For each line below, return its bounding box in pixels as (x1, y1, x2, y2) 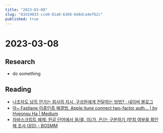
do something (12, 70, 41, 77)
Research (5, 58, 36, 66)
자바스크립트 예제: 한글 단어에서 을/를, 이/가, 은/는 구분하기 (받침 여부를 (12, 117, 150, 123)
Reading (5, 85, 31, 93)
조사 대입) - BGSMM (17, 123, 58, 129)
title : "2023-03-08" (5, 7, 48, 12)
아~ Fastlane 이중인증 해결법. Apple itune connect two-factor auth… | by (12, 105, 158, 111)
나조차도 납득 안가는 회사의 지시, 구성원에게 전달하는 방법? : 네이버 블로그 (12, 99, 154, 105)
